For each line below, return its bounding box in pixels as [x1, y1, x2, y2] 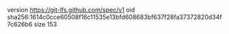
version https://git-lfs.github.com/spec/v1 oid [7, 6, 135, 14]
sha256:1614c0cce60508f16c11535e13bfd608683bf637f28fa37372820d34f [7, 13, 222, 21]
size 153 [34, 20, 57, 28]
